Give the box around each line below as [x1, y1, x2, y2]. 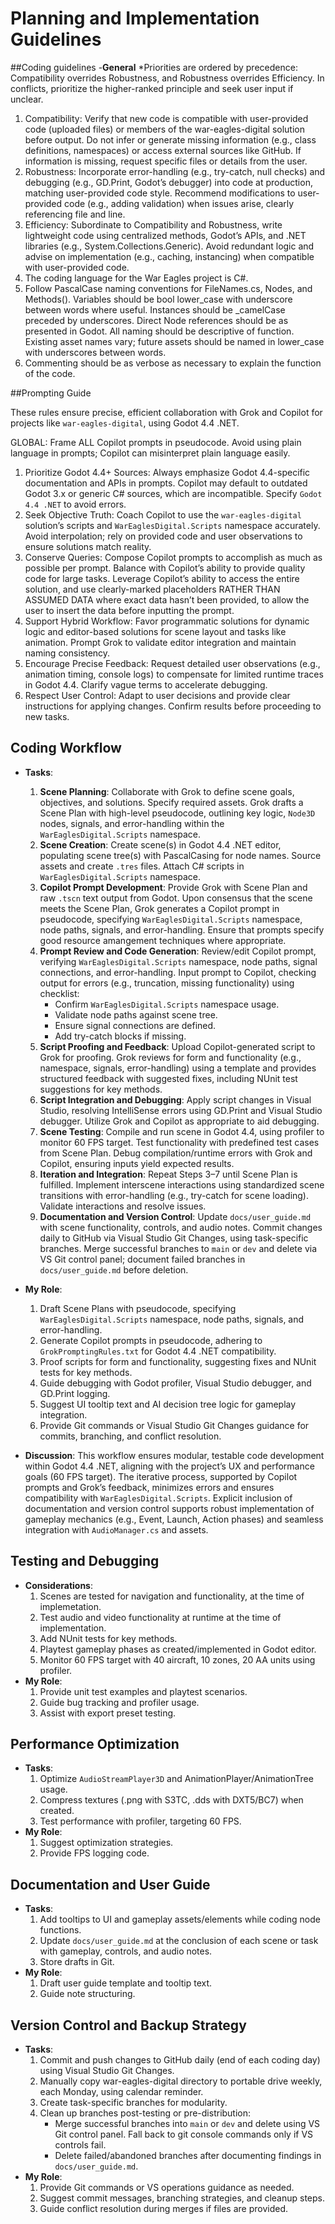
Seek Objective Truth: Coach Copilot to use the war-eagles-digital [24, 508, 302, 521]
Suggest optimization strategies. [39, 1837, 174, 1849]
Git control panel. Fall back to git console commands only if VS [54, 2128, 314, 2140]
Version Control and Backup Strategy [10, 2017, 247, 2034]
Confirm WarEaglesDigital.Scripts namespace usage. [54, 998, 280, 1010]
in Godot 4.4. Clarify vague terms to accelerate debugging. [24, 678, 268, 691]
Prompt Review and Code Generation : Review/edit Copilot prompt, [39, 945, 317, 957]
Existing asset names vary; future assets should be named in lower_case [24, 335, 325, 347]
